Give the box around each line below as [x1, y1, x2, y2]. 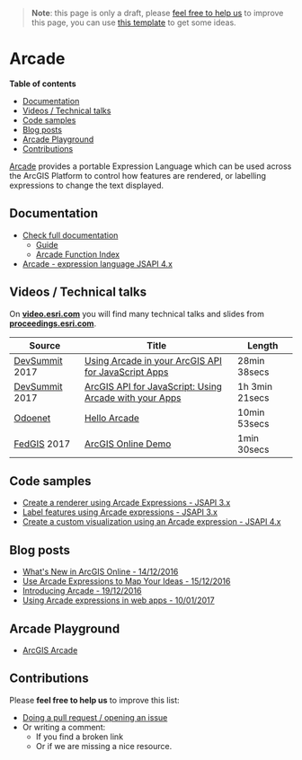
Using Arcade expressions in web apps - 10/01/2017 [22, 595, 215, 605]
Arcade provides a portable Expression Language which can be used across [9, 161, 292, 172]
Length [246, 339, 279, 351]
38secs [237, 366, 270, 378]
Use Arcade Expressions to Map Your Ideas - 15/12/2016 [22, 576, 231, 587]
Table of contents [9, 78, 76, 89]
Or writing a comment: [22, 721, 106, 732]
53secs [237, 417, 270, 429]
